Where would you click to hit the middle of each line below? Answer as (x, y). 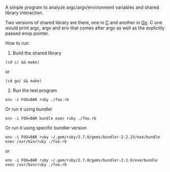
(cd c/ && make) (22, 62)
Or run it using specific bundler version (46, 128)
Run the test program (35, 90)
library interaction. (24, 13)
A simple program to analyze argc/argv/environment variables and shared (82, 7)
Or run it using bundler (29, 109)
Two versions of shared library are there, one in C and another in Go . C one (84, 23)
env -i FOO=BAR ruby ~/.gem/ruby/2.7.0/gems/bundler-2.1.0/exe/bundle (81, 160)
